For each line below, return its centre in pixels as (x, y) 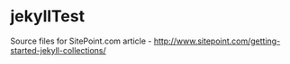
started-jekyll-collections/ (58, 50)
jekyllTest (47, 16)
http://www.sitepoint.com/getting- (217, 41)
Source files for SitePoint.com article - (81, 41)
